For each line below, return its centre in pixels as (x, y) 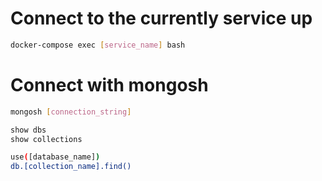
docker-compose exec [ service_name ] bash (98, 45)
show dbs (28, 130)
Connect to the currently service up (161, 18)
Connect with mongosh (109, 85)
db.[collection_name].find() (71, 167)
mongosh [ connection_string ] (71, 112)
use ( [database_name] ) (55, 157)
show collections (46, 139)
